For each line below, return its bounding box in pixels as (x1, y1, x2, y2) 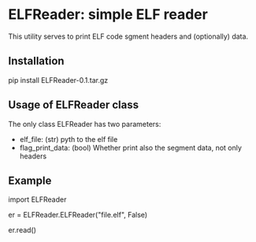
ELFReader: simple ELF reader (8, 6, 209, 24)
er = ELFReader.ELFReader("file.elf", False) (8, 210, 148, 220)
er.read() (8, 225, 37, 235)
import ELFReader (8, 195, 67, 204)
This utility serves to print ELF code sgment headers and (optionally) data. (8, 32, 249, 41)
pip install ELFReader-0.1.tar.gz (8, 75, 109, 84)
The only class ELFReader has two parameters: (8, 119, 161, 128)
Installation (8, 54, 65, 68)
